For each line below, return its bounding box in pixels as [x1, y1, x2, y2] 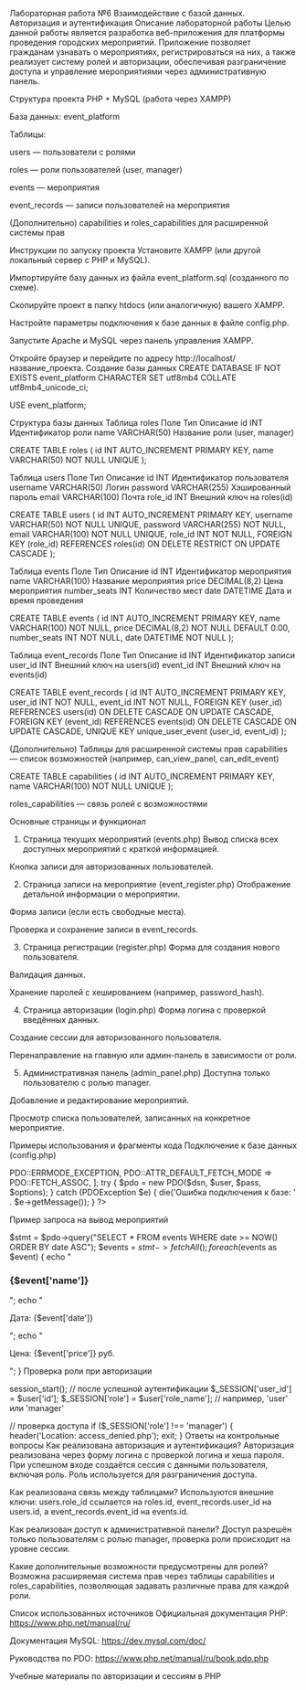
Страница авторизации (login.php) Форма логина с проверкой [22, 1004, 267, 1015]
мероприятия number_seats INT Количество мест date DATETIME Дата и [9, 585, 292, 596]
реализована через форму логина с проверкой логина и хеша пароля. [9, 1450, 285, 1461]
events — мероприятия [9, 182, 100, 193]
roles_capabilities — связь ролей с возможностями [9, 799, 208, 809]
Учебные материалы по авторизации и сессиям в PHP [9, 1671, 222, 1682]
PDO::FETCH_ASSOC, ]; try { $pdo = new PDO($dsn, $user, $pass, [9, 1177, 262, 1187]
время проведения [9, 595, 84, 606]
